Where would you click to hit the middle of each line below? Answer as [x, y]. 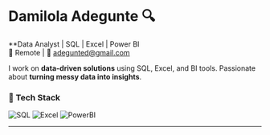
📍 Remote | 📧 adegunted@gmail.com [69, 52]
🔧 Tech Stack [35, 97]
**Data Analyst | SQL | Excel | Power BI [74, 44]
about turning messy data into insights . [75, 76]
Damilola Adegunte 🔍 [82, 16]
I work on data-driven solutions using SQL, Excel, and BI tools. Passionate [132, 68]
